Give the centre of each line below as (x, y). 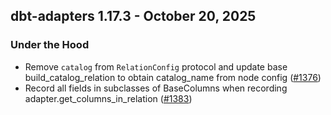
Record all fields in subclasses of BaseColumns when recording (156, 88)
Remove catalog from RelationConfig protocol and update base (156, 66)
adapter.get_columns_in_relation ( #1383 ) (108, 98)
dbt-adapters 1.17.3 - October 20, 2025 (133, 16)
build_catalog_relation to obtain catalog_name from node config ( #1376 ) (173, 77)
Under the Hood (50, 45)
